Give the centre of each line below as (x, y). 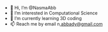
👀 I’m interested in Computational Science (54, 13)
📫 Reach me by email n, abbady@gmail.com (56, 24)
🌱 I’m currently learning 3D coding (46, 18)
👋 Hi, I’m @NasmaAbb (33, 8)
